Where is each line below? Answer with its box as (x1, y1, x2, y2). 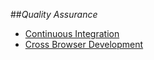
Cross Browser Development (24, 39, 144, 50)
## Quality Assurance (10, 9, 98, 20)
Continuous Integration (24, 28, 120, 39)
